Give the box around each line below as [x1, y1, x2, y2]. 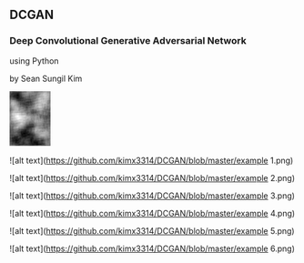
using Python [9, 55, 59, 66]
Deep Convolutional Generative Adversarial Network [9, 35, 248, 47]
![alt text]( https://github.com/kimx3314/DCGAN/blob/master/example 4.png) [9, 207, 296, 218]
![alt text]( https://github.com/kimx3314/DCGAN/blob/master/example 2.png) [9, 172, 296, 183]
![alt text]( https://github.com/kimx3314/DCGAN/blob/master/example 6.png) [9, 243, 296, 254]
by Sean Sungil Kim [9, 73, 83, 84]
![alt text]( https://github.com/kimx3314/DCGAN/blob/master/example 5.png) [9, 225, 295, 236]
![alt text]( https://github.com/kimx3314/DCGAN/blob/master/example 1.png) [9, 155, 294, 166]
